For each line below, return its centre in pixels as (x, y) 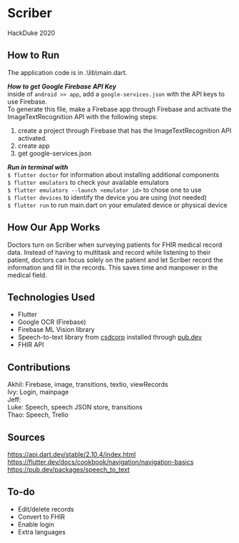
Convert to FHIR (41, 517)
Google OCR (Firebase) (52, 322)
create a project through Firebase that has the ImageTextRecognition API (124, 131)
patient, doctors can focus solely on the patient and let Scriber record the (115, 260)
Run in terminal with (38, 167)
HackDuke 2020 (31, 33)
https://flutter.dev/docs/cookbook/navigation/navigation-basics (101, 462)
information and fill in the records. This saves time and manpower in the (113, 267)
